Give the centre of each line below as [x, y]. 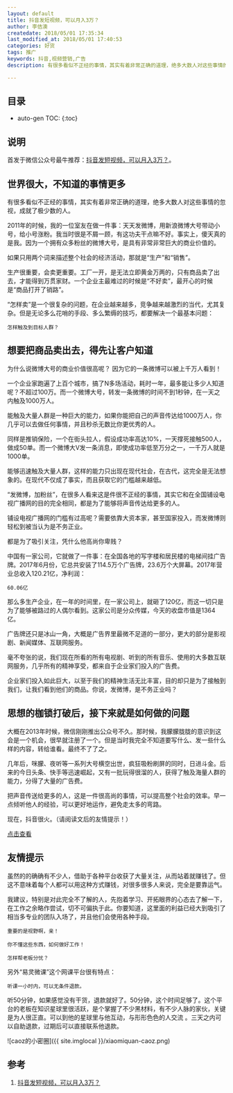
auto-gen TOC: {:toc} [48, 118]
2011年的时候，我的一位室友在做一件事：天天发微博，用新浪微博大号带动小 [114, 226]
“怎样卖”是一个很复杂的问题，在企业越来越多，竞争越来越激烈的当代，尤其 [113, 304]
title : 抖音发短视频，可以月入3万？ [53, 20]
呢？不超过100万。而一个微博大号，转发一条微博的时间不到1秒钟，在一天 [111, 392]
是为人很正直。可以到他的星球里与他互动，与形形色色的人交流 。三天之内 [111, 1017]
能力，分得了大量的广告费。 [47, 781]
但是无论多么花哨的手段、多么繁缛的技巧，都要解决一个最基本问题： [116, 313]
